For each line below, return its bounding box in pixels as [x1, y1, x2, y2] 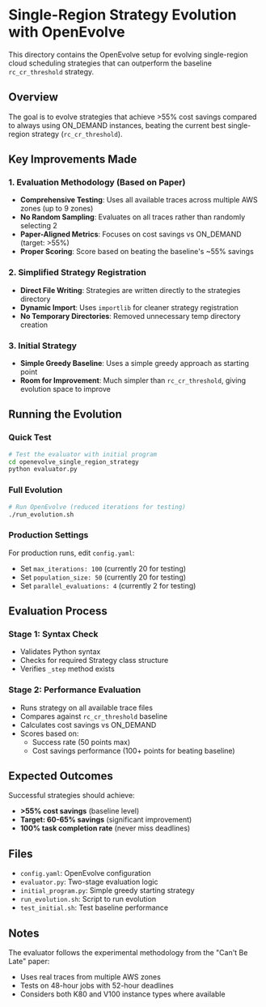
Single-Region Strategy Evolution [8, 6, 237, 24]
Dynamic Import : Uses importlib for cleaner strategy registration [19, 302, 239, 312]
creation [19, 320, 49, 329]
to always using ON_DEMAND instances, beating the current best [8, 120, 226, 130]
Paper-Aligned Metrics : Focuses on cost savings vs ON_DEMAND [19, 229, 242, 240]
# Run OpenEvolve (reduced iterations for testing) [8, 503, 186, 511]
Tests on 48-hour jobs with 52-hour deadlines [19, 981, 174, 991]
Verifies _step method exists [19, 664, 115, 673]
